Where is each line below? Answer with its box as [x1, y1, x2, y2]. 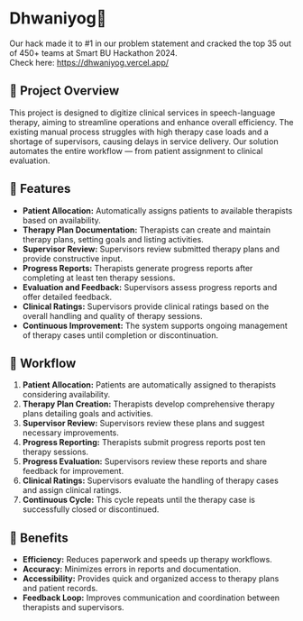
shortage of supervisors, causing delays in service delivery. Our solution [9, 135, 279, 147]
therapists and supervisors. [22, 602, 124, 613]
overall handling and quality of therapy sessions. [22, 310, 203, 321]
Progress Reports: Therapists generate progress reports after [22, 262, 253, 273]
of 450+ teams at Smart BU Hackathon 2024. [9, 47, 178, 58]
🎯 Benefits [9, 530, 69, 545]
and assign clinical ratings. [22, 485, 122, 496]
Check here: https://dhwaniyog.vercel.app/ [9, 57, 170, 68]
